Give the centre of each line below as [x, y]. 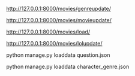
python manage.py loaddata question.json [58, 55]
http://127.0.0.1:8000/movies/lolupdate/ [54, 43]
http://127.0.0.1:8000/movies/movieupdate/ [59, 20]
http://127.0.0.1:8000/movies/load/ [48, 32]
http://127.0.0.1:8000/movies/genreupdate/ [58, 9]
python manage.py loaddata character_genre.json [68, 66]
